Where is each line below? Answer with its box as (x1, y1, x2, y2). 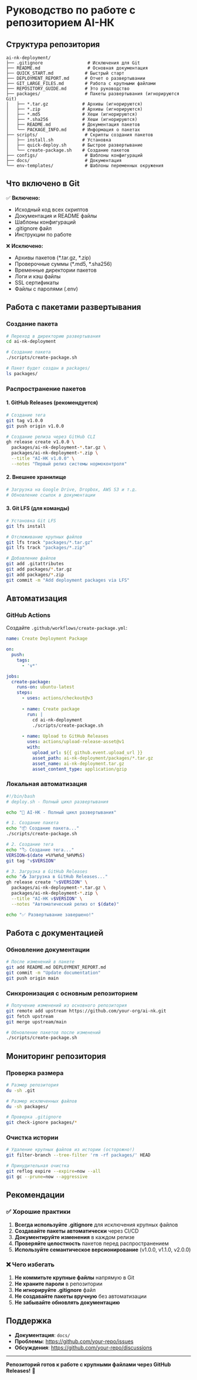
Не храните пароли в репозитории (14, 1280, 103, 1287)
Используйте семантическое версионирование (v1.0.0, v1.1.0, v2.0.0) (14, 1246, 191, 1253)
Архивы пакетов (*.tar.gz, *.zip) (14, 254, 91, 261)
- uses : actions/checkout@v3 (21, 695, 93, 701)
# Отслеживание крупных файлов (6, 534, 83, 540)
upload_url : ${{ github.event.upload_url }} (32, 750, 143, 755)
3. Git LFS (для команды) (6, 505, 70, 512)
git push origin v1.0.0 (6, 423, 64, 429)
